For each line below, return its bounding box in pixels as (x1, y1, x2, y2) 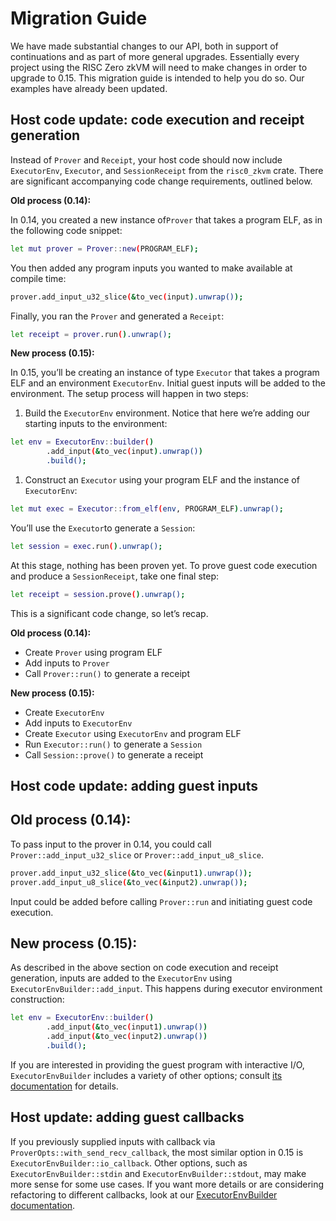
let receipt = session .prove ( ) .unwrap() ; (10, 589, 186, 599)
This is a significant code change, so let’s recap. (10, 607, 209, 619)
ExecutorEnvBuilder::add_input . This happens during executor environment (10, 983, 323, 995)
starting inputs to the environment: (24, 418, 168, 430)
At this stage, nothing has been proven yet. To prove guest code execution (10, 559, 318, 571)
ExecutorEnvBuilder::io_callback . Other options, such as (10, 1157, 248, 1169)
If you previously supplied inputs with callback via (10, 1135, 216, 1147)
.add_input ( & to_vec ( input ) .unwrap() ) (46, 447, 203, 457)
